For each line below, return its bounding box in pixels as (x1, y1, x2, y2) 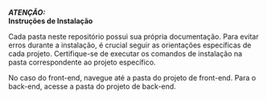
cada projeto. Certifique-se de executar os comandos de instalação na (8, 49, 243, 58)
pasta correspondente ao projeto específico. (8, 57, 156, 67)
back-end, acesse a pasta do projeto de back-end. (8, 81, 177, 91)
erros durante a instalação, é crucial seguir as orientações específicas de (8, 40, 252, 50)
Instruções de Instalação (8, 16, 93, 26)
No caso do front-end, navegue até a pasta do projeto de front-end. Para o (8, 73, 257, 82)
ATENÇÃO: (8, 8, 46, 17)
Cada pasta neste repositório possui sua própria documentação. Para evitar (8, 32, 259, 41)
